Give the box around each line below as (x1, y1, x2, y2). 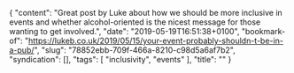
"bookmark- (241, 26, 286, 36)
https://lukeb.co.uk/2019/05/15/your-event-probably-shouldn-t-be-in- (27, 35, 283, 46)
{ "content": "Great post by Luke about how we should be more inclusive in (9, 8, 283, 18)
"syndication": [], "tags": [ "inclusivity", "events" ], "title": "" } (9, 55, 232, 64)
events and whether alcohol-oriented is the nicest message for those (9, 17, 261, 27)
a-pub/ (9, 45, 35, 55)
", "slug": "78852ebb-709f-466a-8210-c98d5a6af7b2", (34, 45, 236, 55)
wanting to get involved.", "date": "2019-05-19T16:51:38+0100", (9, 26, 240, 36)
